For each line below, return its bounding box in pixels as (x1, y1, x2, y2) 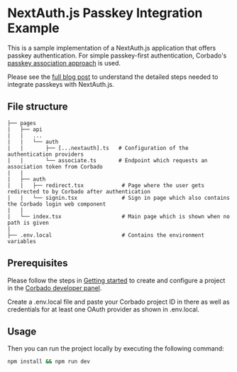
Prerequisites (7, 257, 68, 270)
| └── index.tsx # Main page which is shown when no (7, 213, 231, 220)
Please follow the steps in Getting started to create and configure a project (7, 276, 226, 285)
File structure (7, 101, 68, 113)
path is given (7, 219, 50, 226)
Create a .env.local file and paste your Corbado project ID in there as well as (7, 297, 230, 306)
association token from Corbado (7, 163, 103, 170)
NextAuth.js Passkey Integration (7, 5, 203, 21)
